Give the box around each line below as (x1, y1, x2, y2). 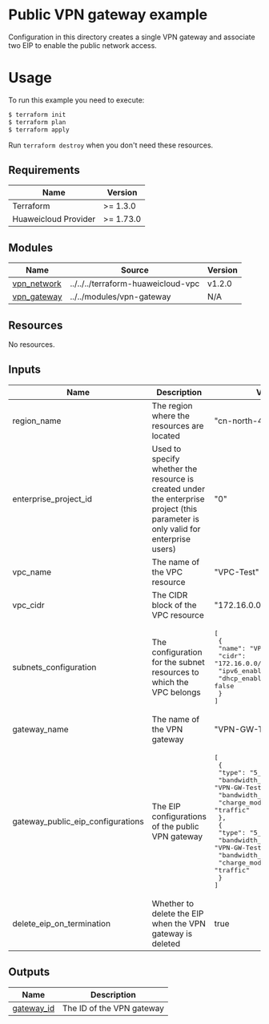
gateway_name (12, 724, 70, 735)
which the (151, 676, 190, 687)
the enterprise (151, 493, 206, 504)
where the (151, 410, 191, 421)
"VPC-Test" (214, 566, 259, 578)
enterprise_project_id (12, 493, 93, 504)
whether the (151, 463, 198, 474)
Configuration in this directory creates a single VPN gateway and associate (8, 32, 255, 42)
